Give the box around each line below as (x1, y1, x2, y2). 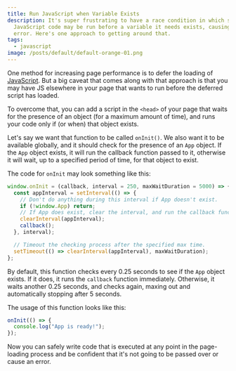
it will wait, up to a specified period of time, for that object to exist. (7, 155, 199, 164)
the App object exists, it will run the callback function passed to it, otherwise (7, 148, 226, 157)
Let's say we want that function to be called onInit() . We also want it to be (7, 133, 225, 141)
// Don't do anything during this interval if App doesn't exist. (20, 196, 218, 203)
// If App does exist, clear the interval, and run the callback (20, 209, 216, 216)
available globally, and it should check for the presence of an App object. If (7, 141, 222, 149)
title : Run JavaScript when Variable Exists (7, 10, 140, 18)
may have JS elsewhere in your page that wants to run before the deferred (7, 84, 223, 92)
